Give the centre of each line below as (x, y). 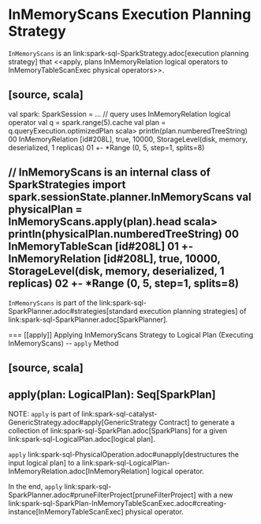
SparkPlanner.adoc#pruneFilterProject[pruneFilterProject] (102, 495)
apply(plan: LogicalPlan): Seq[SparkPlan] (112, 395)
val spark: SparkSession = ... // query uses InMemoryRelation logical (119, 114)
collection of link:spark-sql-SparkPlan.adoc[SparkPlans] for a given (117, 430)
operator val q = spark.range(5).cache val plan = (87, 122)
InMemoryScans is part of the (53, 303)
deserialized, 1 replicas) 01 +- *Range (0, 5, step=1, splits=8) (106, 147)
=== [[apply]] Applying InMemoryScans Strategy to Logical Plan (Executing (131, 334)
